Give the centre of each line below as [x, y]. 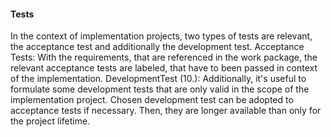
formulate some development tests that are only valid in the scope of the [160, 89]
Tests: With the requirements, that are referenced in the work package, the [164, 57]
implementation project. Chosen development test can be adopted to [152, 100]
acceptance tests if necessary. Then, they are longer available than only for [166, 111]
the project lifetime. [50, 121]
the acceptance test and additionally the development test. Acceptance [157, 47]
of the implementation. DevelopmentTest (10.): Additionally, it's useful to [158, 79]
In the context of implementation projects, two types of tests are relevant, [161, 36]
